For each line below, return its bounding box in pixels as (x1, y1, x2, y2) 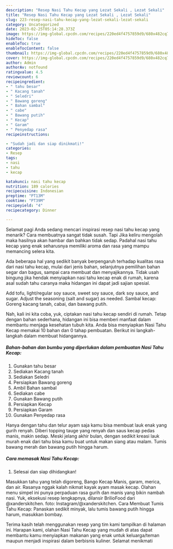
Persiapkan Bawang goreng (13, 379, 72, 386)
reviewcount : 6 (6, 75, 39, 80)
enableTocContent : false (6, 46, 59, 51)
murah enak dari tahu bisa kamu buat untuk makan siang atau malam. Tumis (6, 438, 167, 445)
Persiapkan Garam (13, 407, 53, 413)
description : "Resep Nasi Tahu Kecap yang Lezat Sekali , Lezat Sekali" (6, 7, 165, 13)
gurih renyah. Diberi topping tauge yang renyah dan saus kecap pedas (6, 427, 155, 433)
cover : (6, 55, 20, 61)
